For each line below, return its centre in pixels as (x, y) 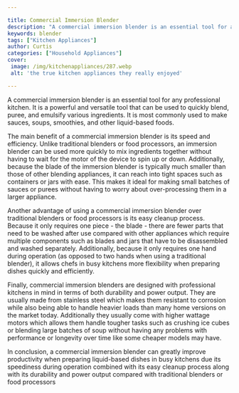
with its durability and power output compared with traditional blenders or (115, 374)
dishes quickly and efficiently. (51, 271)
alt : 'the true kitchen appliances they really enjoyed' (96, 73)
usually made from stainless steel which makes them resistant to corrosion (117, 300)
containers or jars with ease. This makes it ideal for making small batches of (118, 182)
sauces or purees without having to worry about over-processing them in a (117, 189)
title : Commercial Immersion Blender (63, 20)
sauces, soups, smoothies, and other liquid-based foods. (91, 122)
